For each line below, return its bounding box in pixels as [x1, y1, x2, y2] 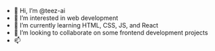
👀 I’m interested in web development [13, 14, 119, 22]
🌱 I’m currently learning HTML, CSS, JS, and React [13, 21, 159, 29]
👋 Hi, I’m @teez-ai [13, 7, 66, 14]
